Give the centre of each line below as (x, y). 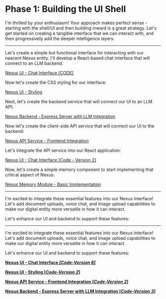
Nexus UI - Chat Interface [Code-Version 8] (50, 262)
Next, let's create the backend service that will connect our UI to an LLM (79, 101)
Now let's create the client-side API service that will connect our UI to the (80, 126)
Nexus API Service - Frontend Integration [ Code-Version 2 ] (67, 281)
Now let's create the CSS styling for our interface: (56, 82)
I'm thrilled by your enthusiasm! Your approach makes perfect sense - (76, 23)
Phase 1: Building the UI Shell (65, 9)
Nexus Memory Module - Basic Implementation (53, 184)
